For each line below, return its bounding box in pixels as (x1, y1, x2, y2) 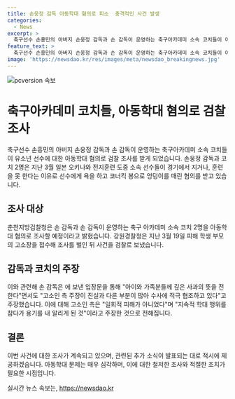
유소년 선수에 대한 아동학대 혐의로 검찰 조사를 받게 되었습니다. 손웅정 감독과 (14, 154, 220, 162)
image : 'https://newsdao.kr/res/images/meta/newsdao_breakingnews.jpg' (7, 56, 220, 63)
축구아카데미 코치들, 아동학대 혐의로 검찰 (7, 103, 226, 119)
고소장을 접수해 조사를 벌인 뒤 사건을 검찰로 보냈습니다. (14, 240, 164, 249)
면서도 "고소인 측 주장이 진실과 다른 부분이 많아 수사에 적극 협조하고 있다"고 (21, 292, 227, 300)
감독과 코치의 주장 (7, 262, 80, 274)
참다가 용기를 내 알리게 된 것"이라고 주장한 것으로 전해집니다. (7, 309, 173, 318)
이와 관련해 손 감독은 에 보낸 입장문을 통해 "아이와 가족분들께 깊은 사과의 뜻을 (7, 283, 217, 291)
